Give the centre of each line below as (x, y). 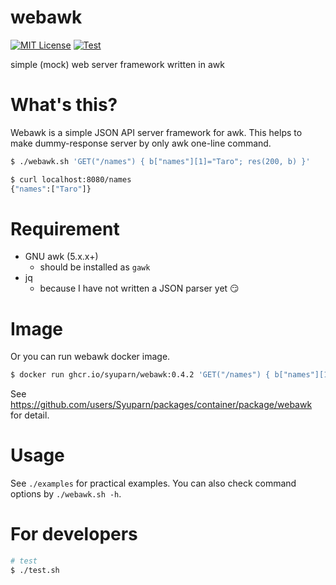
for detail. (30, 415)
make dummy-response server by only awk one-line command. (141, 143)
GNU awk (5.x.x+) (61, 257)
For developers (74, 534)
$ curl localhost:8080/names (71, 179)
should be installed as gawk (95, 267)
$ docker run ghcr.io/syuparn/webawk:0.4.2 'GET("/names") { (140, 375)
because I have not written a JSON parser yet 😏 (139, 288)
